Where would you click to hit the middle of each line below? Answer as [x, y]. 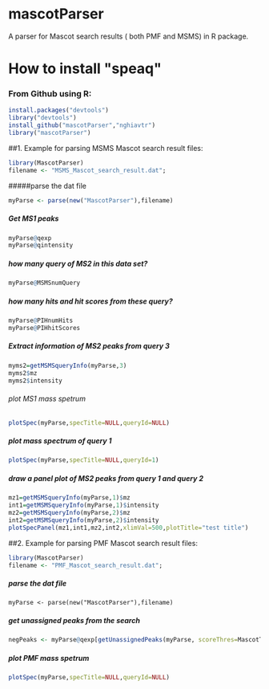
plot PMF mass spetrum [49, 658]
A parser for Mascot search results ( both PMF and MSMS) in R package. [128, 36]
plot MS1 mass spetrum [47, 399]
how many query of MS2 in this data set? [78, 263]
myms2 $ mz [23, 373]
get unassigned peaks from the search [74, 620]
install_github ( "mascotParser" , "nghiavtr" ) [82, 125]
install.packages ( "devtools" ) [59, 110]
